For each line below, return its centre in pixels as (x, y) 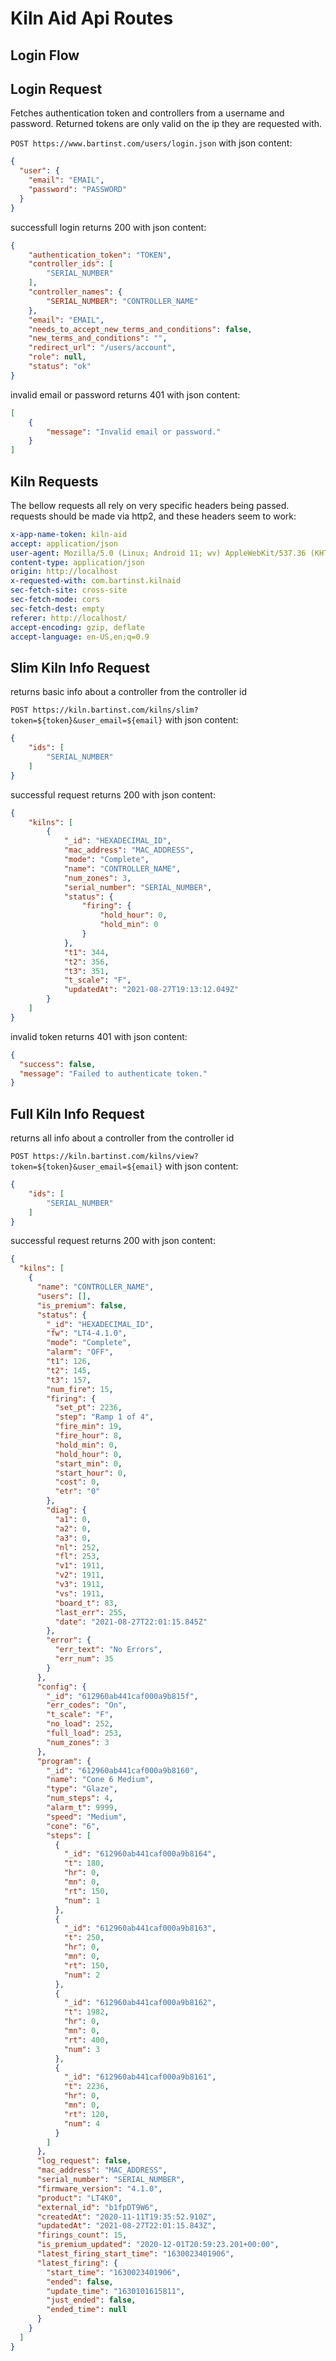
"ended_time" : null (87, 2310)
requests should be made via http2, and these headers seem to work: (153, 516)
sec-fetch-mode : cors (55, 600)
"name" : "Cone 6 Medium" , (100, 1780)
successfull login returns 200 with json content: (108, 227)
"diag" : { (66, 1510)
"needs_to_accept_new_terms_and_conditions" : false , (140, 329)
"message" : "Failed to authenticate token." (113, 1073)
